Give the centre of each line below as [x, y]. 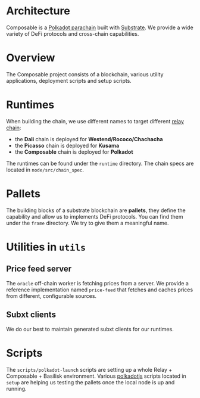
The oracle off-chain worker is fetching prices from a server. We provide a [98, 283]
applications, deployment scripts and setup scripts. [69, 80]
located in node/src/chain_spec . [45, 170]
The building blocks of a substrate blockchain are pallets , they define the [96, 210]
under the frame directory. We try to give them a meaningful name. [87, 223]
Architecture [38, 11]
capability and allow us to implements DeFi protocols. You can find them [95, 216]
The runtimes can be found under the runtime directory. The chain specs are [100, 163]
